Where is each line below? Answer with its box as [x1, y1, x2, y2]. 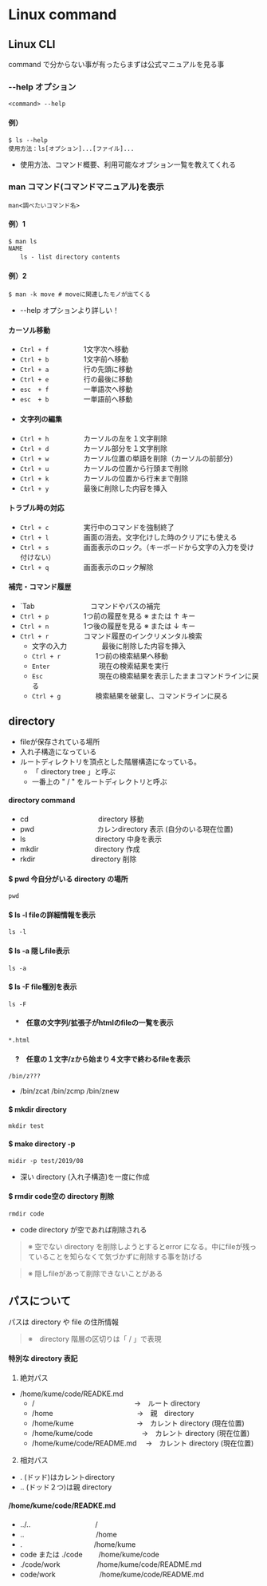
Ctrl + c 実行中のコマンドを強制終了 [19, 522, 175, 532]
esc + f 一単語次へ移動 [19, 385, 133, 394]
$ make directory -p [8, 1139, 76, 1149]
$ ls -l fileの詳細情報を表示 [8, 910, 96, 920]
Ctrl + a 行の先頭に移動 [19, 365, 133, 374]
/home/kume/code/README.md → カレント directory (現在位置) [31, 1438, 254, 1448]
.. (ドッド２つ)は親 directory [19, 1482, 112, 1492]
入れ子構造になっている [19, 746, 97, 756]
